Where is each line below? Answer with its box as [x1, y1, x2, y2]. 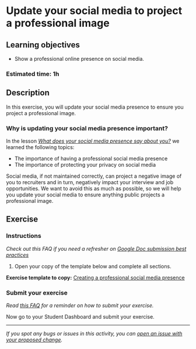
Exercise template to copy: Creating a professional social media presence [6, 274, 185, 281]
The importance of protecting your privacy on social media [14, 161, 156, 168]
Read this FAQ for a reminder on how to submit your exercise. [6, 302, 154, 309]
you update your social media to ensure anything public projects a [6, 191, 165, 198]
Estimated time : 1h [6, 70, 60, 78]
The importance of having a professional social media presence [14, 155, 168, 162]
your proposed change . [6, 336, 63, 343]
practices [6, 251, 29, 258]
